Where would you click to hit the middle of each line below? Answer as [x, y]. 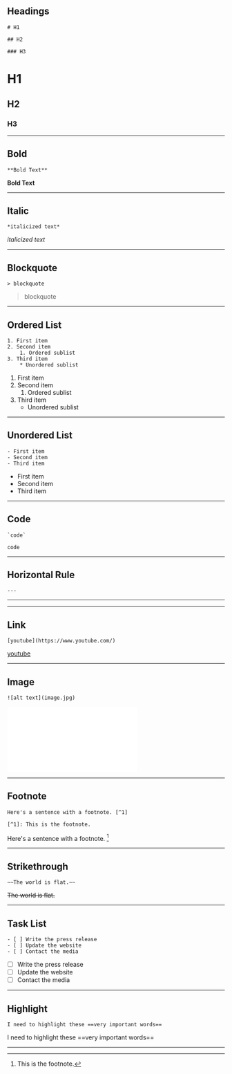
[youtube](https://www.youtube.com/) [61, 641]
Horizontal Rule [41, 574]
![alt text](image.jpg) [41, 698]
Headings [28, 11]
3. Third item [28, 359]
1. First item [28, 341]
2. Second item [29, 346]
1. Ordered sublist [48, 353]
